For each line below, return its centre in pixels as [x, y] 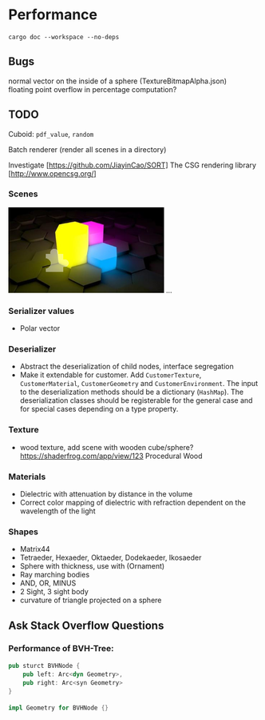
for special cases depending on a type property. [99, 409]
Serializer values [41, 311]
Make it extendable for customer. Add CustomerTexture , [111, 375]
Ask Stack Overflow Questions [86, 625]
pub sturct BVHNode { [44, 666]
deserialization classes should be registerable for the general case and [136, 400]
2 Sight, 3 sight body [54, 592]
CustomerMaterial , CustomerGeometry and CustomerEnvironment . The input [138, 384]
